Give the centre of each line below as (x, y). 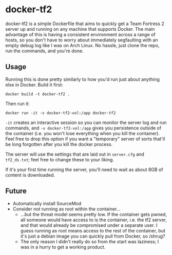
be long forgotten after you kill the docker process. (59, 144)
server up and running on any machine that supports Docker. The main (80, 29)
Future (16, 191)
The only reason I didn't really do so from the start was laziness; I (90, 241)
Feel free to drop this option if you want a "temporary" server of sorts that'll (85, 139)
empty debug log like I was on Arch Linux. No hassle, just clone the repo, (82, 45)
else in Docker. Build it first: (34, 84)
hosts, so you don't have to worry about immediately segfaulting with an (82, 40)
